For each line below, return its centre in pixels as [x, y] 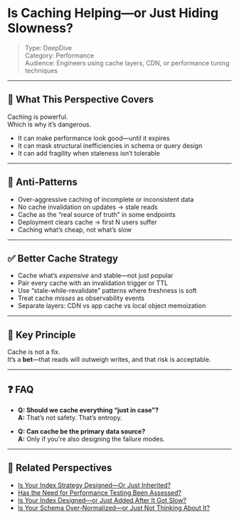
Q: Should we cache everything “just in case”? [88, 410]
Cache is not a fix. [34, 352]
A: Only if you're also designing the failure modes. [91, 439]
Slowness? [40, 28]
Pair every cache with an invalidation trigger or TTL [93, 283]
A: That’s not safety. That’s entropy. [70, 418]
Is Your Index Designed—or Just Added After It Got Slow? [102, 500]
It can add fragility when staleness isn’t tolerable [89, 153]
